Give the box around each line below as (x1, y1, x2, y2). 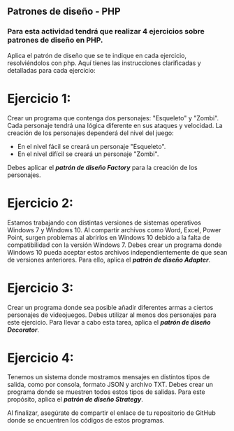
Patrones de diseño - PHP (7, 6, 121, 17)
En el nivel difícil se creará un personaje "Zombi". (17, 150, 159, 158)
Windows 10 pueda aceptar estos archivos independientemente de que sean (7, 248, 228, 256)
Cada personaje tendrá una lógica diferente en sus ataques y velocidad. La (7, 121, 223, 129)
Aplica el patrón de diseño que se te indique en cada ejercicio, (7, 51, 187, 59)
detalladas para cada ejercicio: (7, 66, 96, 74)
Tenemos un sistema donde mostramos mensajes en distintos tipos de (7, 373, 210, 381)
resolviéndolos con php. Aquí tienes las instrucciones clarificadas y (7, 59, 201, 67)
